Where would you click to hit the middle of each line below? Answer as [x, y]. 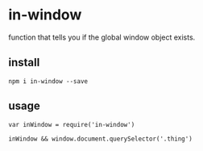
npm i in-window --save [48, 81]
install [24, 63]
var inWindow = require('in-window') [72, 124]
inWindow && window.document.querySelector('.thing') [101, 139]
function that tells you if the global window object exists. [102, 37]
